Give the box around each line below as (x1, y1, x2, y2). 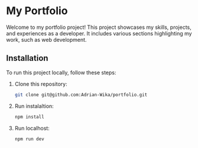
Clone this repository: (14, 80, 67, 87)
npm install (14, 114, 44, 120)
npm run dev (14, 136, 44, 142)
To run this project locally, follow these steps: (6, 69, 116, 76)
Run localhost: (14, 124, 50, 131)
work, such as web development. (6, 36, 87, 43)
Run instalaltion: (14, 102, 54, 110)
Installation (6, 53, 48, 63)
